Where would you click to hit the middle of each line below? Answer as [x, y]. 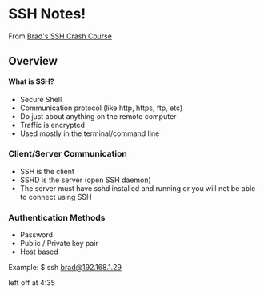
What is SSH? [31, 81]
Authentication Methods [57, 217]
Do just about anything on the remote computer [98, 116]
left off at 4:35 [32, 283]
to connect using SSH [56, 197]
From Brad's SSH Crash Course [60, 36]
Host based [39, 252]
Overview [33, 61]
